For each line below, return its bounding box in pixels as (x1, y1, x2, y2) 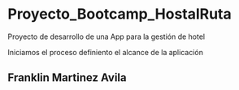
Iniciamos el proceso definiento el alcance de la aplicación (7, 47, 204, 57)
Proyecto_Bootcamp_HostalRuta (7, 5, 232, 24)
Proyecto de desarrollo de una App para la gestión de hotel (7, 32, 205, 41)
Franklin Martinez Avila (7, 71, 127, 85)
